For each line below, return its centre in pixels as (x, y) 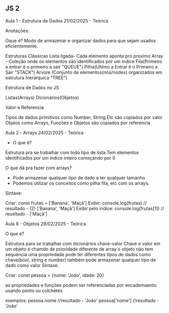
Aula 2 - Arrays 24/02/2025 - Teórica (45, 132)
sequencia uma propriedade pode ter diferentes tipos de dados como (78, 254)
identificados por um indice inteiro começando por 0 (60, 158)
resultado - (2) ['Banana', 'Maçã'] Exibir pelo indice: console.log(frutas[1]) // (85, 208)
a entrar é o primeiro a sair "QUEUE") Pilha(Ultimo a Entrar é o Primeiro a (81, 66)
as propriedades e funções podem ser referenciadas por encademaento (81, 285)
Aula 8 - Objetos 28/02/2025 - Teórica (46, 223)
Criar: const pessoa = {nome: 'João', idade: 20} (55, 275)
